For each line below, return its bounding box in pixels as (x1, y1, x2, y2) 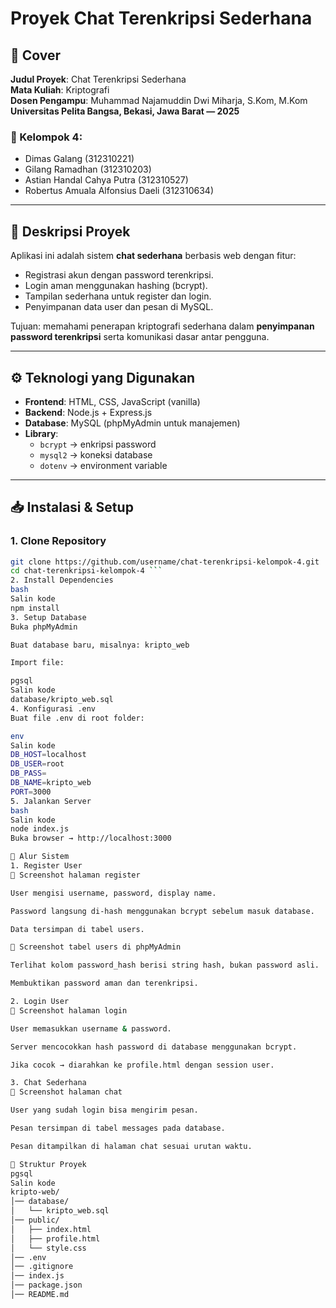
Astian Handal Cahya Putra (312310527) (24, 174, 189, 186)
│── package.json (10, 1280, 83, 1291)
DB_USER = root (10, 759, 65, 769)
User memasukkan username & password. (10, 1023, 172, 1034)
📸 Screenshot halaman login (10, 1005, 128, 1016)
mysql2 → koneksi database (39, 448, 153, 461)
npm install (10, 603, 60, 613)
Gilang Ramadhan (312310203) (24, 163, 152, 176)
